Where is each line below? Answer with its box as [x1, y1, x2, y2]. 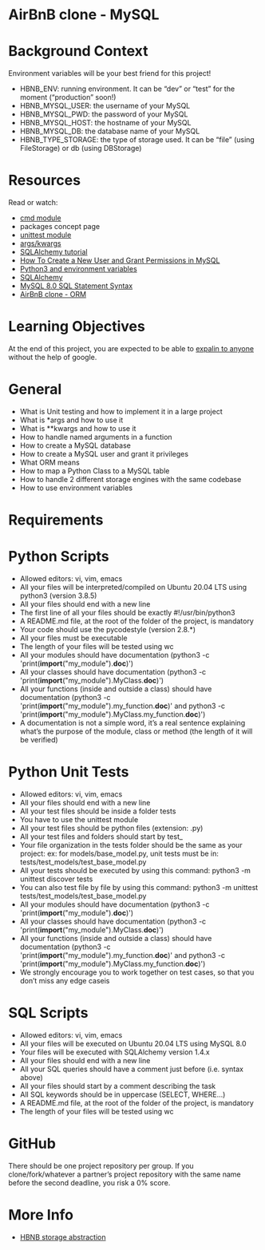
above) [19, 1072, 44, 1082]
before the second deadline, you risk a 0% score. [8, 1177, 171, 1187]
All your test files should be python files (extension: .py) [19, 824, 204, 833]
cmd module [19, 213, 61, 223]
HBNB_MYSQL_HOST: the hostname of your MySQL [19, 118, 192, 128]
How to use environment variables [19, 483, 133, 492]
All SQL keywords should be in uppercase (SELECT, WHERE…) [19, 1090, 226, 1099]
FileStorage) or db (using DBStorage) [19, 144, 142, 153]
